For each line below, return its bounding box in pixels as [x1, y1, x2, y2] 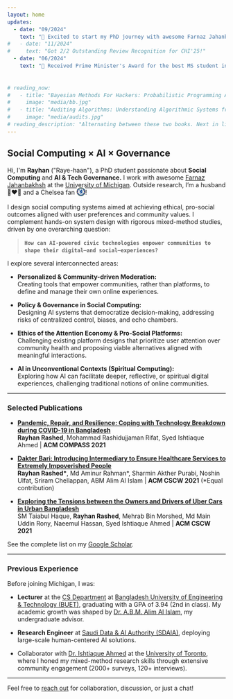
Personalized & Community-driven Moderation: [17, 273, 157, 281]
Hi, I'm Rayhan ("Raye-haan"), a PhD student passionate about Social [7, 166, 207, 174]
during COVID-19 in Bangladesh [17, 426, 111, 435]
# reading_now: [7, 84, 51, 92]
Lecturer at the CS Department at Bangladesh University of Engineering [17, 593, 223, 601]
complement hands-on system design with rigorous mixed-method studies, [7, 217, 223, 225]
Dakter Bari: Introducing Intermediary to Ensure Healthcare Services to [17, 454, 226, 463]
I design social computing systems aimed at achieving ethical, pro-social [7, 202, 215, 211]
